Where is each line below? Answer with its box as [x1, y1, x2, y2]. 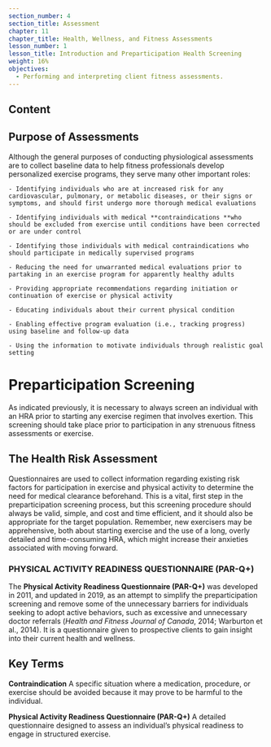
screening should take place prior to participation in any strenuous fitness [8, 420, 256, 430]
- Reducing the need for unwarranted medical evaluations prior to [8, 263, 243, 271]
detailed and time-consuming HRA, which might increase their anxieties [8, 534, 249, 544]
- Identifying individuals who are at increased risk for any [8, 185, 224, 193]
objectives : [8, 65, 49, 73]
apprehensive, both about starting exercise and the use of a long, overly [8, 526, 251, 535]
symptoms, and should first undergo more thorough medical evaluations [8, 199, 256, 207]
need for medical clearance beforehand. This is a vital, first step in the [8, 491, 243, 500]
